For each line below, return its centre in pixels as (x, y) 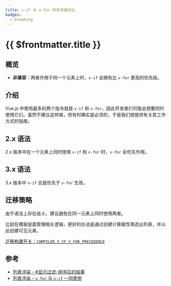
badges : (13, 15)
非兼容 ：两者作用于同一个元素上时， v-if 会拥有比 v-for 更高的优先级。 (87, 78)
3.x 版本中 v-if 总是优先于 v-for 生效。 (47, 182)
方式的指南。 (19, 121)
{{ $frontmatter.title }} (53, 44)
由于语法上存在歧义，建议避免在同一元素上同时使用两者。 (65, 213)
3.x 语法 (18, 169)
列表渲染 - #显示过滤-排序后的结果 (49, 272)
